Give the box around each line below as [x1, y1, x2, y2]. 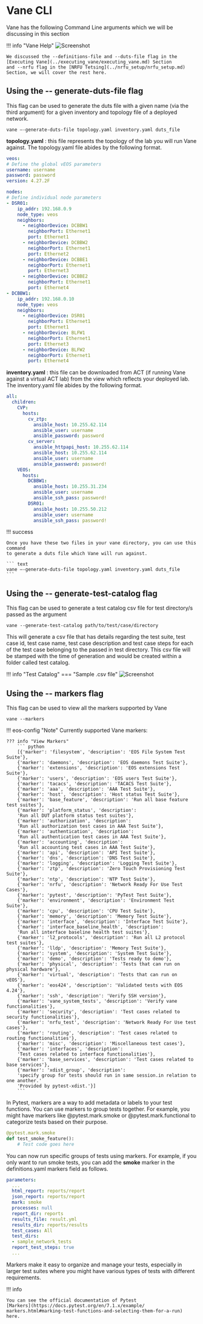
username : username [6, 167, 56, 173]
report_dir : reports [12, 1210, 64, 1217]
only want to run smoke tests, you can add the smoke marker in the [6, 1159, 175, 1166]
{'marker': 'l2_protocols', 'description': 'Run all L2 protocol [17, 934, 186, 940]
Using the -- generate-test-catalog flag [6, 588, 158, 599]
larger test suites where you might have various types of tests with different [6, 1267, 195, 1274]
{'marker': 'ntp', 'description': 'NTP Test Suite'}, [17, 876, 156, 882]
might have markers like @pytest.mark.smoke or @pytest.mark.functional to [6, 1112, 196, 1119]
